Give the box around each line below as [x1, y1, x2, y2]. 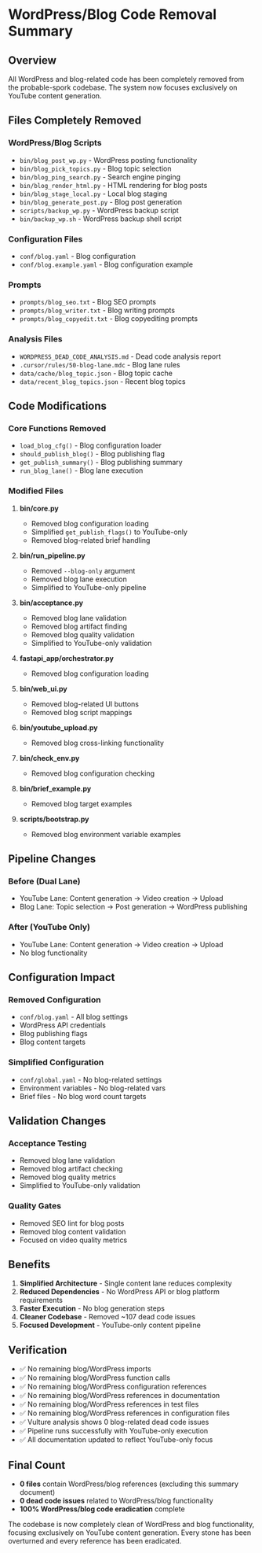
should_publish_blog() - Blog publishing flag [19, 449, 166, 459]
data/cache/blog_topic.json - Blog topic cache [19, 368, 173, 378]
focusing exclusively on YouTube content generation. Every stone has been [8, 1528, 252, 1537]
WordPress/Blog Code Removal [8, 6, 217, 24]
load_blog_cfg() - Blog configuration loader [19, 441, 162, 450]
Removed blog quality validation [31, 629, 135, 639]
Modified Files [8, 485, 64, 496]
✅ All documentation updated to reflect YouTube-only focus [19, 1435, 213, 1444]
